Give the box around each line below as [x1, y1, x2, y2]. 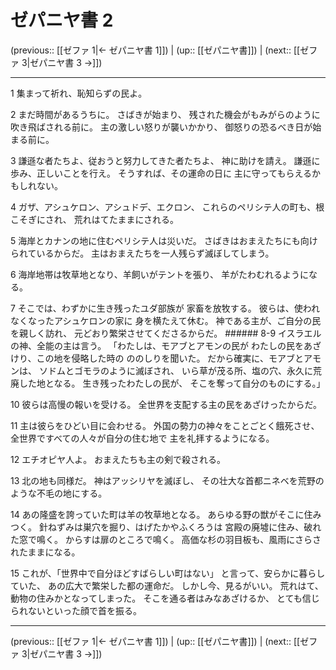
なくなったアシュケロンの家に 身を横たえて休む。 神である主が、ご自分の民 [10, 314, 322, 326]
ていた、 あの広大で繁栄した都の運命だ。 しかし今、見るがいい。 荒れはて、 [10, 579, 324, 591]
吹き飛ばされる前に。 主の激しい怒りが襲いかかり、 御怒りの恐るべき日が [10, 121, 313, 133]
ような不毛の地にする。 [10, 487, 108, 499]
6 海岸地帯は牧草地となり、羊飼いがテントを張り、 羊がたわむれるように [10, 268, 310, 280]
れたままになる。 [10, 546, 81, 558]
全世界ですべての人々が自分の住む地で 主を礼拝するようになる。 [10, 432, 275, 444]
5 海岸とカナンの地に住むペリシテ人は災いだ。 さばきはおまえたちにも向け [10, 234, 318, 246]
